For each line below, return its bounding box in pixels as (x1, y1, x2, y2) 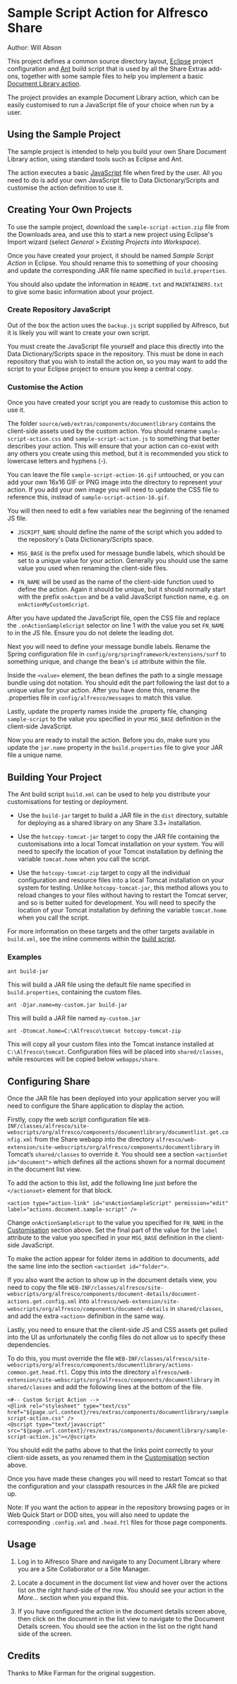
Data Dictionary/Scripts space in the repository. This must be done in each (7, 349, 224, 358)
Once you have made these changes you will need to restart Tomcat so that (7, 1475, 227, 1483)
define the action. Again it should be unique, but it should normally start (17, 585, 226, 594)
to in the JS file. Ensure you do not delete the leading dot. (7, 629, 174, 637)
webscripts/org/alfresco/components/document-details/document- (7, 1291, 200, 1298)
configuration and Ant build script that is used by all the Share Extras (7, 64, 207, 73)
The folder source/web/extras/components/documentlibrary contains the (7, 420, 217, 428)
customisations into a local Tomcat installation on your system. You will (17, 839, 224, 848)
